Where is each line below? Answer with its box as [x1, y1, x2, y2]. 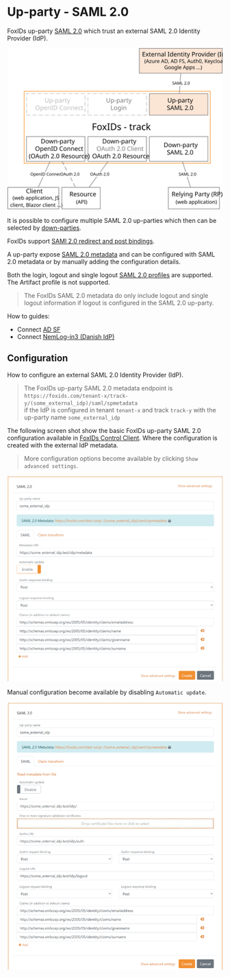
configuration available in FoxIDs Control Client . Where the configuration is [7, 434, 218, 442]
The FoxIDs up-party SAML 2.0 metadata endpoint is [23, 384, 173, 392]
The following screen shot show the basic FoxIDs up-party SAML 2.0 [7, 426, 201, 434]
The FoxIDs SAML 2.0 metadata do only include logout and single [23, 291, 209, 299]
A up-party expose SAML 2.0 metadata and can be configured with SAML [7, 250, 216, 258]
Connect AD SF [16, 325, 61, 333]
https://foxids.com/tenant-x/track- [23, 392, 129, 399]
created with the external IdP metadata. [7, 440, 118, 449]
